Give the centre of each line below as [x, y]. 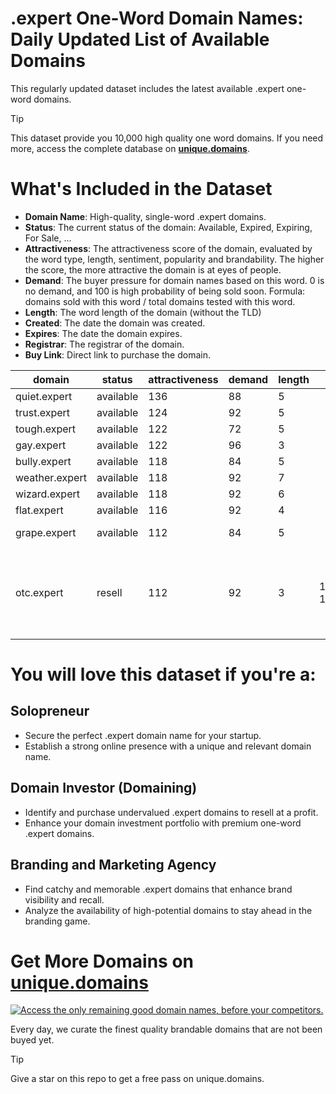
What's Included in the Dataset [141, 189]
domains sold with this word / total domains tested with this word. [160, 301]
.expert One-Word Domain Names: [157, 18]
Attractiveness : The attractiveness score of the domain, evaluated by [168, 248]
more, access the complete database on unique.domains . [130, 148]
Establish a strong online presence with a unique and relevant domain [168, 746]
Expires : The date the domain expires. [103, 333]
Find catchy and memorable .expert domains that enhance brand [158, 889]
